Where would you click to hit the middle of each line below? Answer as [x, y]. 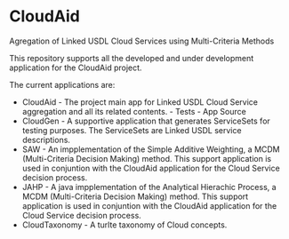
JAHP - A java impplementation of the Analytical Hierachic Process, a [149, 187]
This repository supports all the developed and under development [132, 58]
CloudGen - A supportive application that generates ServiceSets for [146, 121]
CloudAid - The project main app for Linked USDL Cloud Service [140, 102]
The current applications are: [62, 84]
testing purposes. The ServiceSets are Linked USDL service [132, 130]
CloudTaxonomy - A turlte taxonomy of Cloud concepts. [124, 225]
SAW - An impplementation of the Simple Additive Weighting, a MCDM [151, 149]
